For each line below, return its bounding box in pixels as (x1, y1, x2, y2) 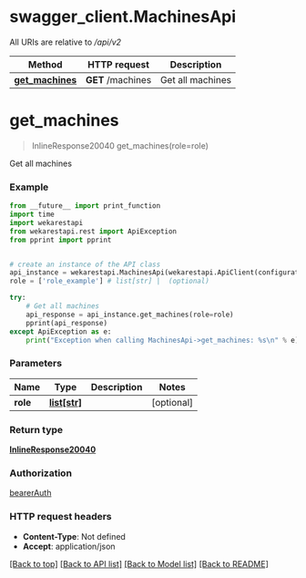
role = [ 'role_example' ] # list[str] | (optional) (9, 276, 209, 286)
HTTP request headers (9, 511, 112, 523)
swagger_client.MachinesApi (9, 6, 237, 27)
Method (27, 57, 63, 70)
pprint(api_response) (25, 318, 107, 327)
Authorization (9, 467, 73, 480)
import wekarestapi (9, 218, 84, 227)
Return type (9, 423, 64, 436)
